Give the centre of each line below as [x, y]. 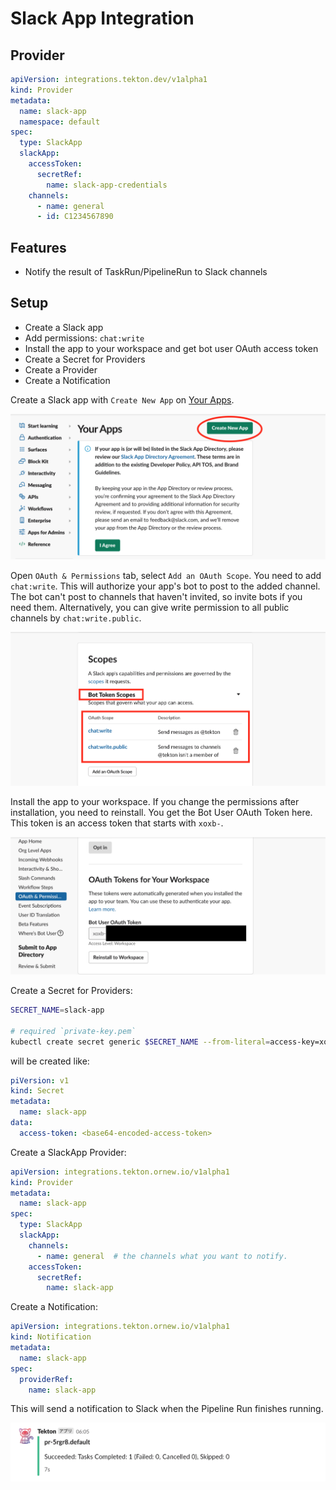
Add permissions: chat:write [84, 338]
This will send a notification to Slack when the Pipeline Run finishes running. [167, 1409]
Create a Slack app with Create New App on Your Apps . [122, 399]
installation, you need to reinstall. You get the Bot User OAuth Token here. [161, 812]
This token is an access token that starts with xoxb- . [117, 823]
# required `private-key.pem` [73, 1031]
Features [38, 247]
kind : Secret [37, 1091]
